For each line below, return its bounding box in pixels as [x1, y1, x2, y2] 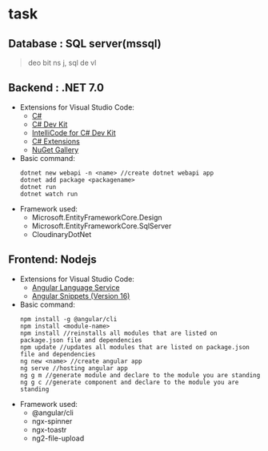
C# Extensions [31, 136, 80, 146]
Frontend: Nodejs [8, 253, 98, 267]
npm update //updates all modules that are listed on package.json [19, 343, 250, 351]
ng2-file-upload [31, 433, 85, 443]
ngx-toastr [31, 425, 67, 434]
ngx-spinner [31, 416, 73, 425]
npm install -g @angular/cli [19, 315, 118, 323]
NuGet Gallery [31, 145, 79, 155]
